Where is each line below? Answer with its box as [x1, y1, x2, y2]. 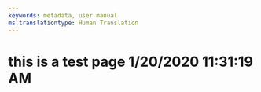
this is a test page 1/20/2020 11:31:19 [8, 53, 254, 71]
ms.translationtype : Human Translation [8, 19, 139, 27]
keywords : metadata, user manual [8, 11, 118, 20]
